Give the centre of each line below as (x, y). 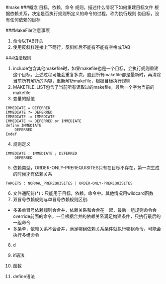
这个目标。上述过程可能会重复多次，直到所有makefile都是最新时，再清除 (87, 74)
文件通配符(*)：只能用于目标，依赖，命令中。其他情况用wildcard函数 (83, 193)
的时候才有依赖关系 (33, 174)
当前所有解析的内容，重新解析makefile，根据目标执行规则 (72, 81)
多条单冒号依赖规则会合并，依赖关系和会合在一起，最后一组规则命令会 (85, 210)
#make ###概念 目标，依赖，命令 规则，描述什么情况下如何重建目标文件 (80, 7)
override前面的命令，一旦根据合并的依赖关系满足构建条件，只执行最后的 (87, 216)
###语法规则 (19, 58)
